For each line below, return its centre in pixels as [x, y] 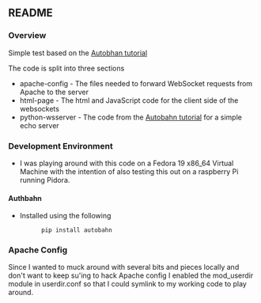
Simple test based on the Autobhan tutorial [78, 53]
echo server [39, 125]
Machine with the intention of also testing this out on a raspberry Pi [129, 171]
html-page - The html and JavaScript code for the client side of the [129, 100]
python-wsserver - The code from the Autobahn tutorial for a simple [131, 117]
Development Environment [61, 146]
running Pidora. [45, 180]
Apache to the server [54, 92]
